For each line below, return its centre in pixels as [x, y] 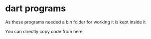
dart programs [36, 9]
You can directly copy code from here [44, 31]
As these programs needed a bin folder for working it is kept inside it [75, 22]
